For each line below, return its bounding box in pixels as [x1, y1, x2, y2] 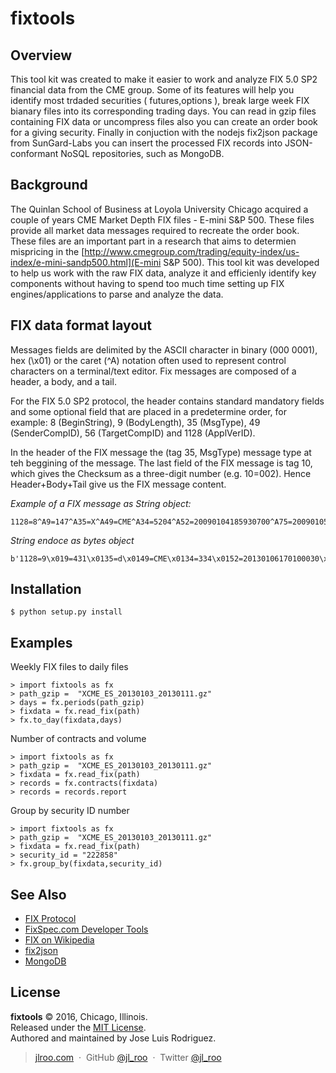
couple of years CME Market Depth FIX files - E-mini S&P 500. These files [10, 213, 315, 226]
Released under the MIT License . [10, 1021, 147, 1033]
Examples [10, 634, 73, 651]
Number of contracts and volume [10, 733, 147, 745]
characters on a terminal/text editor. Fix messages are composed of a [10, 365, 297, 377]
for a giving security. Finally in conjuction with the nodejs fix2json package [10, 127, 318, 138]
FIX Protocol [24, 913, 77, 925]
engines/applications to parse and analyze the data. [10, 288, 224, 300]
